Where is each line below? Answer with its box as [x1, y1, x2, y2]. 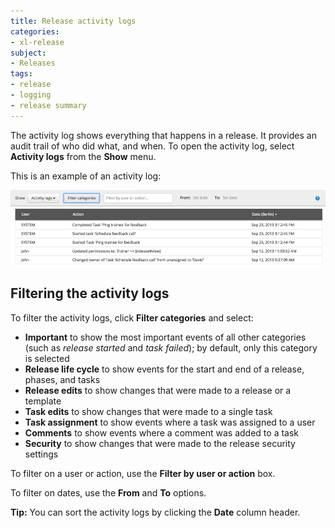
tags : [10, 69, 33, 79]
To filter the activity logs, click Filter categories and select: [10, 311, 254, 324]
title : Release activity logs [10, 16, 137, 26]
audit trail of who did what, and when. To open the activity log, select [10, 140, 295, 152]
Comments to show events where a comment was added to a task [24, 426, 300, 439]
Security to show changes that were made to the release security [24, 437, 296, 449]
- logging [10, 90, 52, 100]
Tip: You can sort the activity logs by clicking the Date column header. [10, 506, 301, 518]
